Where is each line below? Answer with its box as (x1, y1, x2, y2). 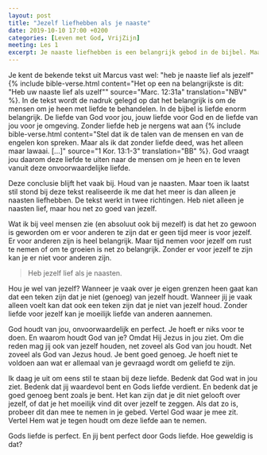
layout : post (8, 11, 52, 20)
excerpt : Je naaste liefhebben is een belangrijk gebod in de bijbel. (8, 48, 247, 56)
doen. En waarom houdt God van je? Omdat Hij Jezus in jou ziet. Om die (8, 333, 244, 342)
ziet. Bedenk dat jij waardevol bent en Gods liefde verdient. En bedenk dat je (8, 382, 258, 391)
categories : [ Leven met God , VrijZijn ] (8, 33, 141, 42)
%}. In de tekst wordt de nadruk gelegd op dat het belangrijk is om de (8, 96, 236, 105)
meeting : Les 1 (8, 41, 59, 49)
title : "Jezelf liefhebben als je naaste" (8, 19, 151, 27)
